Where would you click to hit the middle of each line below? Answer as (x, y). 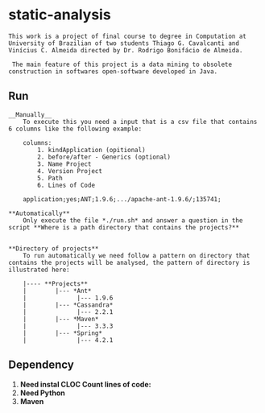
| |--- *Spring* (63, 333)
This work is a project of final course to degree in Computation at (128, 36)
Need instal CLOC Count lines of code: (85, 384)
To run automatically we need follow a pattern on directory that (137, 255)
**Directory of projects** (54, 248)
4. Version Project (70, 171)
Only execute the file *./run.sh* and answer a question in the (133, 220)
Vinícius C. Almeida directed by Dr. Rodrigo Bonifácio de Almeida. (126, 50)
